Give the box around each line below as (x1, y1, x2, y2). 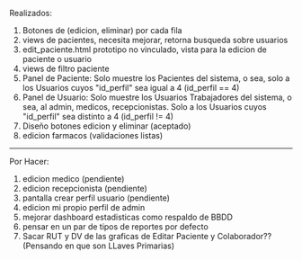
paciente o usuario (22, 54, 93, 64)
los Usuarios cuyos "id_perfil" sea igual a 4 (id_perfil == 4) (22, 83, 240, 93)
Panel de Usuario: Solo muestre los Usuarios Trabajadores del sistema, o (22, 92, 292, 103)
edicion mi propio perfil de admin (22, 202, 146, 212)
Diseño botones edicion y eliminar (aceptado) (22, 121, 191, 131)
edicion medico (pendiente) (22, 174, 125, 184)
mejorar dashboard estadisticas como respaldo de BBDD (22, 211, 234, 222)
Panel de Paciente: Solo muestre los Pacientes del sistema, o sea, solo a (22, 73, 290, 84)
